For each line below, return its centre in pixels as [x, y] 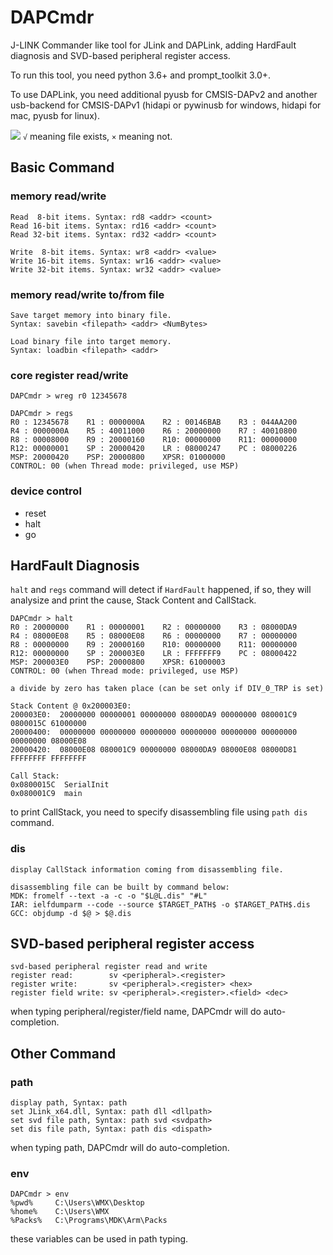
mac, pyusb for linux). [55, 115]
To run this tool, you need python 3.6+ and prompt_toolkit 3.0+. [141, 75]
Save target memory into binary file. [91, 315]
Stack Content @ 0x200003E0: [71, 706]
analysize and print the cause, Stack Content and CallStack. [133, 600]
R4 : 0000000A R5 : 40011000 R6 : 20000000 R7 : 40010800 [154, 431]
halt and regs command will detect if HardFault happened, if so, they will [161, 590]
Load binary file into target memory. [91, 341]
